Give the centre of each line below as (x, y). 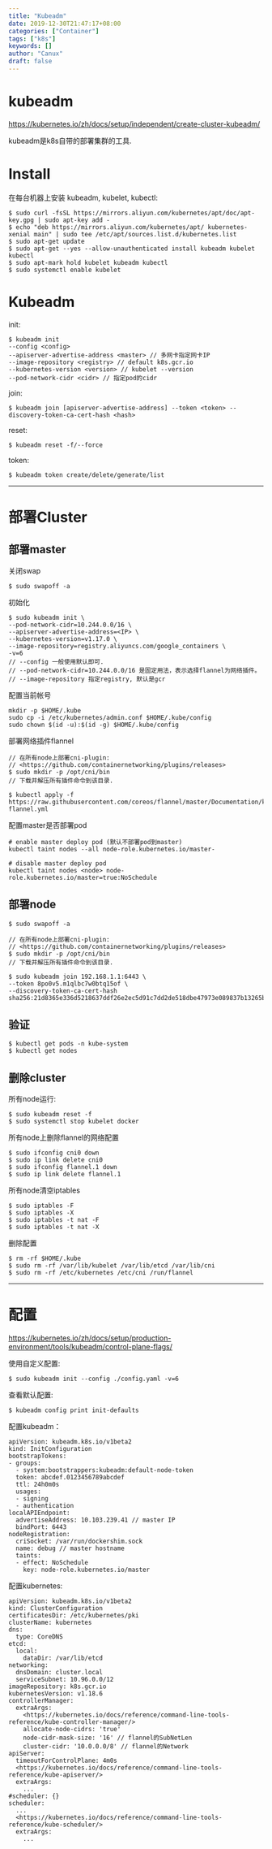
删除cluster (37, 1078)
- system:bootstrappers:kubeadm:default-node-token (105, 1470)
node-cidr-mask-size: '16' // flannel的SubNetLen (108, 1738)
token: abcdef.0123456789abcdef (70, 1478)
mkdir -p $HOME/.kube (45, 710)
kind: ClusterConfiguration (56, 1609)
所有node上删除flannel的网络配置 (64, 1137)
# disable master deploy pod (57, 863)
